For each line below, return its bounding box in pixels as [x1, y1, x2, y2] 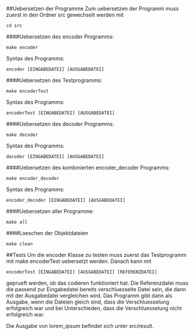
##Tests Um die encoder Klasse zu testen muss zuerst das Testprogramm [6, 252, 187, 258]
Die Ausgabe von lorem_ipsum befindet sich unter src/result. [6, 323, 154, 329]
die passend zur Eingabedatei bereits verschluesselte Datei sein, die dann [6, 286, 186, 292]
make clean [6, 241, 33, 247]
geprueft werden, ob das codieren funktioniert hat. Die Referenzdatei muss [6, 279, 189, 286]
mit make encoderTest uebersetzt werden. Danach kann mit [6, 257, 152, 265]
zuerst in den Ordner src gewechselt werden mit [6, 11, 124, 18]
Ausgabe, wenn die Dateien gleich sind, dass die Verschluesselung [6, 298, 170, 305]
